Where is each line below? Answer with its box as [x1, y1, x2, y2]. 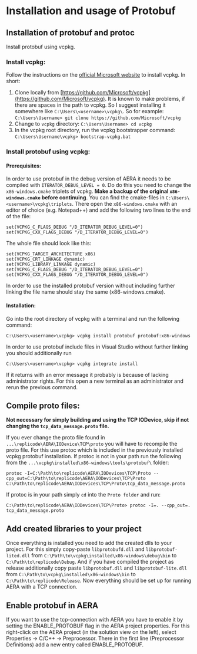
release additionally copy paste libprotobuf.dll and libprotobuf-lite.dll [6, 564, 187, 571]
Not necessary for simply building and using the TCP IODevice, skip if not [6, 416, 189, 423]
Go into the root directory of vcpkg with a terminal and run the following [6, 315, 180, 322]
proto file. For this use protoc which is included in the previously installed [6, 446, 183, 453]
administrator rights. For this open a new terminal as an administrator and [6, 377, 184, 384]
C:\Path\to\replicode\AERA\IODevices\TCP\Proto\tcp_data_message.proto [6, 481, 185, 487]
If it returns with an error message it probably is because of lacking [6, 371, 169, 378]
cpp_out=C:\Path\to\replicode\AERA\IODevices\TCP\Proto [6, 476, 146, 482]
